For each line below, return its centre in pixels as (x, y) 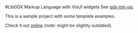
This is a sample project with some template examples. (60, 16)
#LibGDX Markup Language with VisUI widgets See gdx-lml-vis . (69, 7)
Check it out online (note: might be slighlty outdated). (59, 25)
